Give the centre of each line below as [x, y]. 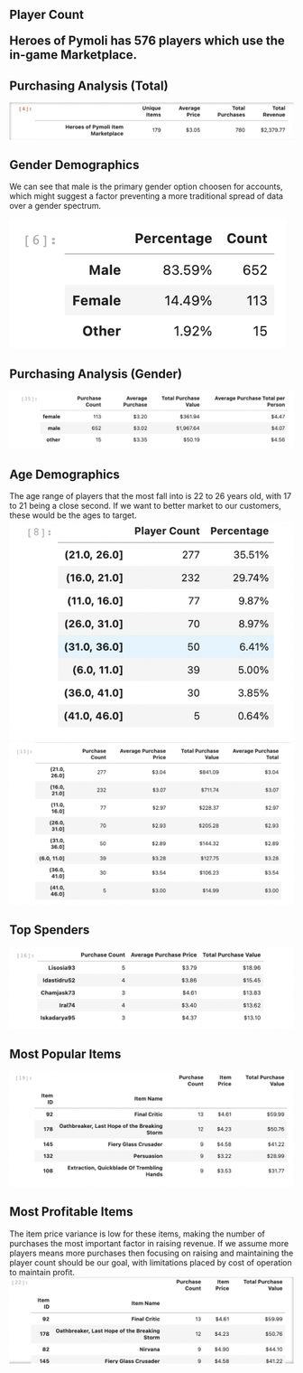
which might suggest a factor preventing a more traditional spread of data [147, 196]
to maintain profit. [42, 1272]
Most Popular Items [65, 1054]
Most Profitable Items [71, 1212]
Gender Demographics [74, 165]
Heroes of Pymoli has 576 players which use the [147, 41]
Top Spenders [50, 930]
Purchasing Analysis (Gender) [96, 374]
